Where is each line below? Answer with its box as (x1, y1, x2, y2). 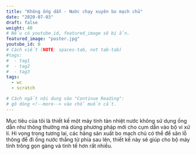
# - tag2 (6, 63, 31, 69)
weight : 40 (6, 25, 33, 31)
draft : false (6, 19, 38, 25)
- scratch (11, 85, 35, 91)
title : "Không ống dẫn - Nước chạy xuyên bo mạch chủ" (6, 8, 143, 15)
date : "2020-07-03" (6, 14, 54, 20)
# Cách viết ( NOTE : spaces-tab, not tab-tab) (6, 47, 122, 53)
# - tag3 (6, 69, 31, 75)
